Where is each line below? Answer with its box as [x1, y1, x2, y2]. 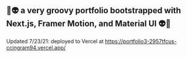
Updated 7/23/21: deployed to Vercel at [6, 37, 104, 44]
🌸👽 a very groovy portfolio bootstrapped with [6, 5, 182, 16]
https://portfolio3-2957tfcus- [104, 37, 177, 44]
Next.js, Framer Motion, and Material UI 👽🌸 [6, 19, 171, 29]
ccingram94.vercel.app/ [6, 44, 66, 51]
